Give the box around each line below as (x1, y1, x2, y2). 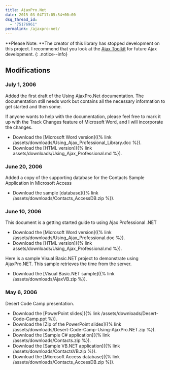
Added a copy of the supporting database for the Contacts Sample (5, 175, 145, 181)
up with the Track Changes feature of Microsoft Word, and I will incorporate (5, 119, 163, 125)
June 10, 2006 (5, 208, 42, 215)
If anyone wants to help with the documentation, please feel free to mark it (5, 113, 161, 120)
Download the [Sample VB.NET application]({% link (12, 343, 120, 349)
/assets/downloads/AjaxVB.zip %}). (12, 276, 87, 282)
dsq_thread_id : (5, 17, 38, 22)
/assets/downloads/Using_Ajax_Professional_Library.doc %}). (12, 139, 142, 146)
